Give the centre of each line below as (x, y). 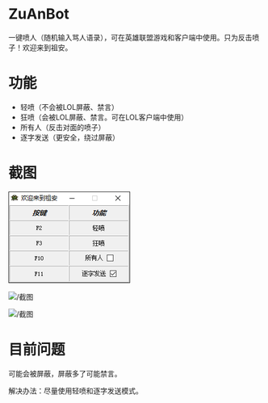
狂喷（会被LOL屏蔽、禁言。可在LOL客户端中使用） (104, 117)
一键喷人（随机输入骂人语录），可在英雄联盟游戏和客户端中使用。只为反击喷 (134, 37)
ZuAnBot (39, 14)
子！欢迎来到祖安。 (40, 47)
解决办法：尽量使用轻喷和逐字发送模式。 (75, 390)
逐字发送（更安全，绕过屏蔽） (69, 137)
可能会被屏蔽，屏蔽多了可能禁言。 (65, 373)
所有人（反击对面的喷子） (63, 127)
